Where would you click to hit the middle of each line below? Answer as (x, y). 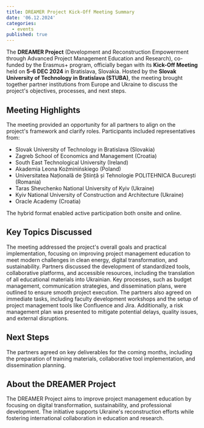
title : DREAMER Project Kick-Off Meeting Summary (71, 12)
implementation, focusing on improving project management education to (98, 253)
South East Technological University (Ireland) (72, 162)
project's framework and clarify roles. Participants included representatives (101, 131)
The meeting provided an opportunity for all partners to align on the (91, 124)
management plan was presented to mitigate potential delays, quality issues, (102, 312)
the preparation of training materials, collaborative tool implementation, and (101, 358)
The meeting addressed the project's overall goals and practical (86, 247)
